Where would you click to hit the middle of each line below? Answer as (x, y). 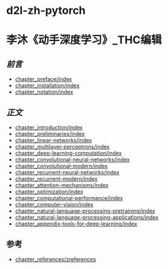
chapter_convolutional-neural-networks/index (72, 160)
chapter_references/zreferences (55, 259)
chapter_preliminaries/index (50, 134)
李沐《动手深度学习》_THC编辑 (84, 40)
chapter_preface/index (43, 79)
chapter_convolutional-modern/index (61, 166)
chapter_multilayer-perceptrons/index (62, 147)
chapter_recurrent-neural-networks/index (67, 172)
